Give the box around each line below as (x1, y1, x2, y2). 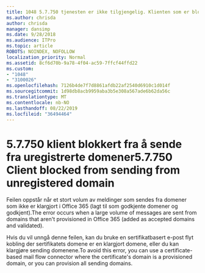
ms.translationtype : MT (6, 94, 67, 100)
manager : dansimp (6, 26, 51, 32)
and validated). (6, 222, 44, 229)
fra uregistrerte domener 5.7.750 (6, 150, 173, 164)
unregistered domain (6, 176, 115, 190)
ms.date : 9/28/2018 (6, 32, 56, 38)
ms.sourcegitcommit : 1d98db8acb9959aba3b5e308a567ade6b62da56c (6, 88, 171, 94)
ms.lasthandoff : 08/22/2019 (6, 105, 78, 112)
